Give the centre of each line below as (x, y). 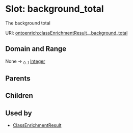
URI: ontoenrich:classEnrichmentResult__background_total (66, 33)
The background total (28, 23)
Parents (18, 78)
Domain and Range (36, 49)
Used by (19, 113)
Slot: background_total (55, 9)
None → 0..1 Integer (25, 62)
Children (19, 96)
